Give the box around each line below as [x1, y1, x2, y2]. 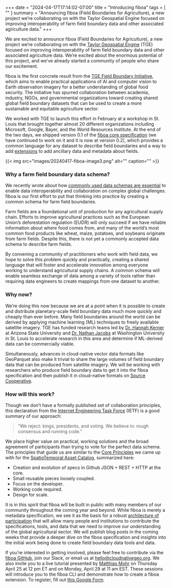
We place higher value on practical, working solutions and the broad [5, 438, 149, 444]
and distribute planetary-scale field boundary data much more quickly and [5, 308, 162, 314]
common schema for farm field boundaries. [5, 199, 97, 205]
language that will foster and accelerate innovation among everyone [5, 262, 149, 268]
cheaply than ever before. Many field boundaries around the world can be [5, 313, 161, 320]
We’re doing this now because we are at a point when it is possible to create [5, 303, 165, 309]
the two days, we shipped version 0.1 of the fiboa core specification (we [5, 132, 157, 138]
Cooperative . [5, 378, 33, 384]
